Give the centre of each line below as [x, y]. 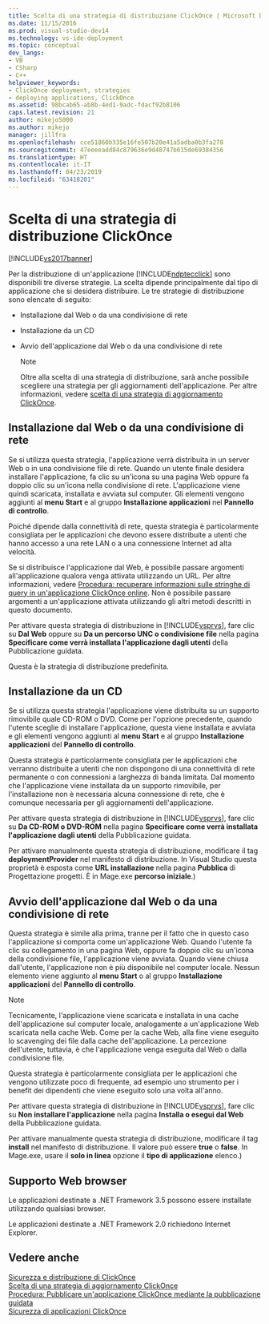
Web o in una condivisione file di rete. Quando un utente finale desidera [126, 468]
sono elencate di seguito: [50, 299]
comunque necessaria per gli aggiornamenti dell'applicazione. [111, 803]
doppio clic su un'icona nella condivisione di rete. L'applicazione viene [124, 485]
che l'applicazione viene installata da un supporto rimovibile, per [115, 786]
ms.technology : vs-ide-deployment [66, 38]
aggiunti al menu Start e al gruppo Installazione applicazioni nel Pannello [131, 502]
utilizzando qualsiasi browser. [57, 1209]
